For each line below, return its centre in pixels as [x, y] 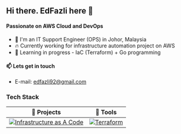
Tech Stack [23, 97]
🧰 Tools [106, 112]
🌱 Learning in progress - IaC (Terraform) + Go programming [88, 52]
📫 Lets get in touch [30, 66]
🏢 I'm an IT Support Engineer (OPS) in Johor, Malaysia [80, 39]
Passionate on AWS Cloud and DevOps [55, 26]
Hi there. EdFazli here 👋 [50, 11]
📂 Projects [46, 112]
